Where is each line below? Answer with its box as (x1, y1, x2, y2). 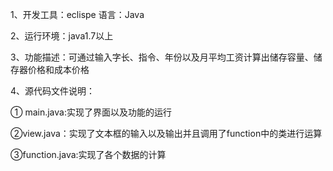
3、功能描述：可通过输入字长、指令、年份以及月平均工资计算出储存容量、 (10, 51, 314, 63)
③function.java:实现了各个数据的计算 (10, 149, 167, 160)
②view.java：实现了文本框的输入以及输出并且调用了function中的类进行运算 (10, 128, 323, 139)
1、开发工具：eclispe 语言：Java (10, 9, 145, 20)
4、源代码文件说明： (10, 85, 96, 97)
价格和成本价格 (27, 64, 90, 75)
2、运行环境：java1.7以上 (10, 30, 114, 42)
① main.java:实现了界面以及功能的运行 (10, 106, 172, 118)
